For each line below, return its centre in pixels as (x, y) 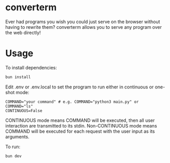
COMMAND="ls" (19, 106)
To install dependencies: (31, 67)
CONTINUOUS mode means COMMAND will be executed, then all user (80, 120)
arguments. (17, 137)
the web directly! (23, 32)
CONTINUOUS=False (24, 111)
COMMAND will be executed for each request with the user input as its (80, 131)
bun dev (14, 156)
